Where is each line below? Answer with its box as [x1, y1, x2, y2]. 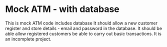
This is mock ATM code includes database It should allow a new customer [5, 20, 158, 26]
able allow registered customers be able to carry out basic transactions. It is [5, 30, 161, 36]
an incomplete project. [5, 36, 51, 42]
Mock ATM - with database [5, 3, 120, 15]
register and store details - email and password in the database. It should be [5, 25, 162, 31]
